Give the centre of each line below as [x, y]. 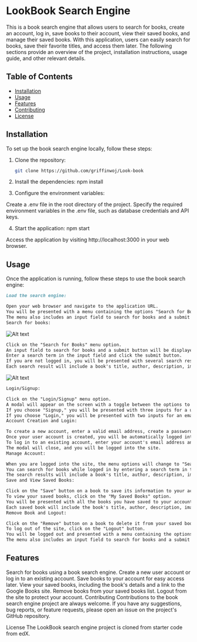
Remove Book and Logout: [36, 513]
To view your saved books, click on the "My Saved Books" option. [89, 496]
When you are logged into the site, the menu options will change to [93, 464]
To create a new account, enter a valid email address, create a [87, 432]
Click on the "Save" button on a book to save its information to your [95, 491]
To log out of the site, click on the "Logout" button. [76, 529]
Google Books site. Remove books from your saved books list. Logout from [96, 591]
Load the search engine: [36, 296]
